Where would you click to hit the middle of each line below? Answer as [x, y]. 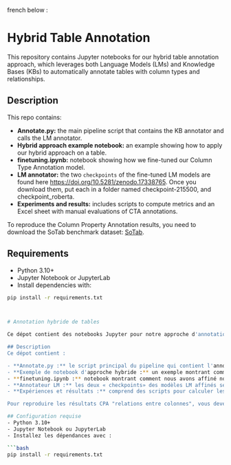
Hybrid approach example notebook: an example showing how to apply [120, 145]
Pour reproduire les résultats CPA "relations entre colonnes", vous [109, 404]
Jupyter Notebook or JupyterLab [64, 277]
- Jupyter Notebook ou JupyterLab [57, 429]
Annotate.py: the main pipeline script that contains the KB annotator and [120, 130]
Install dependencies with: [54, 285]
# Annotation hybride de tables [53, 322]
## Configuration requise [44, 417]
